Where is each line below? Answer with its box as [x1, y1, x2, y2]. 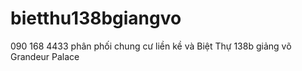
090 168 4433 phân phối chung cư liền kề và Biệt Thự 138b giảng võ [10, 40, 292, 52]
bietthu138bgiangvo [10, 7, 182, 30]
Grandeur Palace [10, 50, 80, 62]
